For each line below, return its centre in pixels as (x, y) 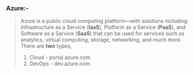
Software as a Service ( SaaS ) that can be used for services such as (102, 34)
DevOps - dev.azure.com (59, 64)
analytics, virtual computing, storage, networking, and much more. (101, 40)
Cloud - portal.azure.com (60, 58)
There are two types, (46, 46)
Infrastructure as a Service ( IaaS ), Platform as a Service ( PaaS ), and (103, 27)
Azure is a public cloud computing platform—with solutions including (104, 21)
